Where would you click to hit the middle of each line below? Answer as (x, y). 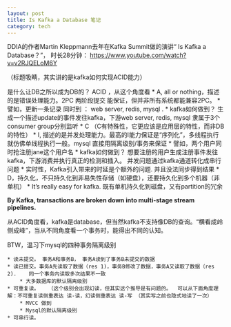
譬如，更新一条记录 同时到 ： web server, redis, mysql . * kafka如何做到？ (111, 109)
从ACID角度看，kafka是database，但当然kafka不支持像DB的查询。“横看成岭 (115, 222)
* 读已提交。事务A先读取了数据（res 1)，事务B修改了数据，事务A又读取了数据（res (111, 267)
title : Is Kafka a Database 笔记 (54, 20)
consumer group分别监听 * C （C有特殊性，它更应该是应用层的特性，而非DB (116, 126)
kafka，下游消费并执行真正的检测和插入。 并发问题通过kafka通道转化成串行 (114, 161)
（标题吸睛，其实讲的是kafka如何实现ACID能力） (77, 77)
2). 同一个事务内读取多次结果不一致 (57, 274)
